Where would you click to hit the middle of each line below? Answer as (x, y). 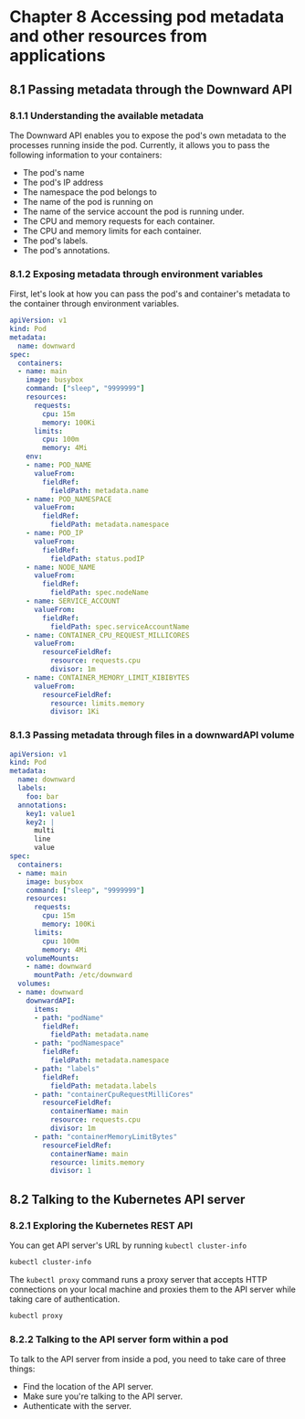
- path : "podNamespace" (79, 1043)
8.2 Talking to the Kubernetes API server (127, 1199)
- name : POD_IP (55, 533)
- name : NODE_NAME (61, 567)
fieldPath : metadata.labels (103, 1086)
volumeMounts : (53, 958)
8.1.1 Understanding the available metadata (106, 115)
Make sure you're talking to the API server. (103, 1396)
